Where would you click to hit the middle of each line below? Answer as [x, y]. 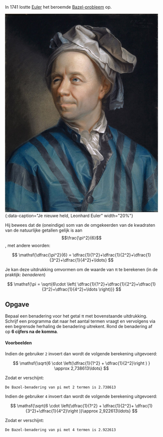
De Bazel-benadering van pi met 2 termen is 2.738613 [61, 387]
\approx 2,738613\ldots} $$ [81, 368]
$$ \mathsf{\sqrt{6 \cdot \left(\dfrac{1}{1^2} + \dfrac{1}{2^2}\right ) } [81, 363]
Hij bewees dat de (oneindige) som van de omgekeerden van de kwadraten [80, 225]
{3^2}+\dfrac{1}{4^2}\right [52, 411]
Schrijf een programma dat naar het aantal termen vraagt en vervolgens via [80, 321]
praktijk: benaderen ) [25, 274]
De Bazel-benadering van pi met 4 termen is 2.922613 [61, 430]
